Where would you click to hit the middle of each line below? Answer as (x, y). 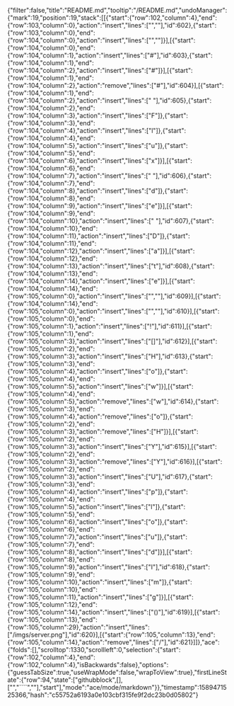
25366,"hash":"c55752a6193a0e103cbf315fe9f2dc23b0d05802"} (103, 695)
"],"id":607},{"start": (185, 221)
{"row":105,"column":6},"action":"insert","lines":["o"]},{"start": (98, 522)
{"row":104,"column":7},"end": (51, 183)
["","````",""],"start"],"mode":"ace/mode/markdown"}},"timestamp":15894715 (117, 687)
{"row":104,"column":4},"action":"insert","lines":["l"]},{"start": (97, 131)
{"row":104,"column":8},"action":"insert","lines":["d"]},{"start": (98, 191)
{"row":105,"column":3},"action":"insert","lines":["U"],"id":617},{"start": (110, 477)
